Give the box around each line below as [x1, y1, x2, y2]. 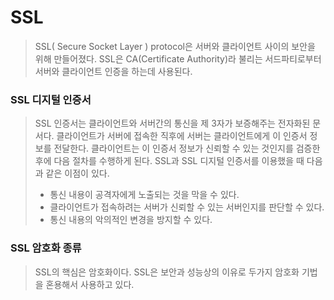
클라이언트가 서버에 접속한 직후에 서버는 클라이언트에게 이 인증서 [56, 130, 308, 142]
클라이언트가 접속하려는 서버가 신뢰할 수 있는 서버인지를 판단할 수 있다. [49, 201, 325, 213]
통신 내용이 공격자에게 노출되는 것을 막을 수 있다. [49, 189, 240, 201]
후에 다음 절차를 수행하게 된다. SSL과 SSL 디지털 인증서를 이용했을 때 [34, 155, 305, 167]
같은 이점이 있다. [45, 167, 110, 180]
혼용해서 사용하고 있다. [45, 278, 135, 290]
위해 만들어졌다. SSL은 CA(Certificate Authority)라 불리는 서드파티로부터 [34, 52, 322, 65]
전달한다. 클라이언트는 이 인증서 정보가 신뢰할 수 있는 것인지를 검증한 [53, 142, 321, 155]
